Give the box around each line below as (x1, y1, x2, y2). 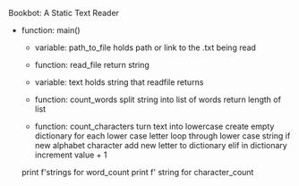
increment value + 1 (34, 149, 107, 160)
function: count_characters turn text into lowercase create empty (34, 121, 275, 131)
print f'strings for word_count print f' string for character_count (21, 167, 254, 177)
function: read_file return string (34, 60, 149, 70)
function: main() (21, 25, 81, 35)
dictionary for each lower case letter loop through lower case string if (34, 131, 291, 141)
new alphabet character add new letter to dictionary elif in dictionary (34, 140, 287, 150)
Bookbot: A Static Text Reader (8, 8, 120, 18)
